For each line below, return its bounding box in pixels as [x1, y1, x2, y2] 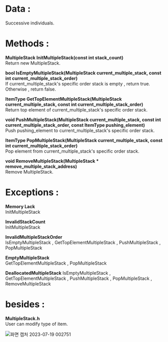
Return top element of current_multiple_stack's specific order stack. [5, 106, 148, 112]
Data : [5, 3, 31, 15]
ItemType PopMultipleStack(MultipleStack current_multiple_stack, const [5, 137, 163, 143]
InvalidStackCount [5, 218, 46, 224]
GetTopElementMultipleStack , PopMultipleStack [5, 260, 107, 266]
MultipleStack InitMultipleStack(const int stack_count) [5, 54, 124, 61]
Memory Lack [5, 203, 35, 209]
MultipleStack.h [5, 315, 40, 321]
